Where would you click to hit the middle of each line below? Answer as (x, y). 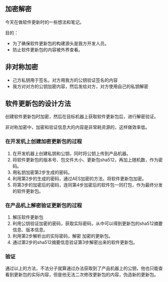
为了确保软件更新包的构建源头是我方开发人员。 (60, 43)
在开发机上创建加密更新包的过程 (44, 142)
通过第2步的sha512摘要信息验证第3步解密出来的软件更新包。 (75, 242)
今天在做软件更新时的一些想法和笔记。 (44, 22)
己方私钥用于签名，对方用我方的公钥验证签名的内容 (65, 80)
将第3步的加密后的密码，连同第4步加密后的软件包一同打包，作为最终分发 (87, 185)
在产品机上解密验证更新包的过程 (44, 205)
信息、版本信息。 (30, 230)
